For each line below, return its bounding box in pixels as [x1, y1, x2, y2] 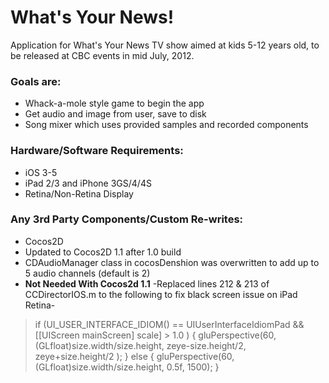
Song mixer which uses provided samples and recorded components [24, 119, 309, 131]
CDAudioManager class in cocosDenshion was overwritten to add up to [24, 256, 320, 268]
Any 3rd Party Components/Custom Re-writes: [10, 212, 244, 226]
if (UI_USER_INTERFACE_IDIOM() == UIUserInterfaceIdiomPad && [34, 318, 305, 330]
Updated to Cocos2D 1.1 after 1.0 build [24, 246, 182, 258]
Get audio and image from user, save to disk [24, 108, 207, 120]
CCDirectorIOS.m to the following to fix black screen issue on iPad [24, 288, 298, 300]
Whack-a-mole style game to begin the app [24, 97, 205, 110]
